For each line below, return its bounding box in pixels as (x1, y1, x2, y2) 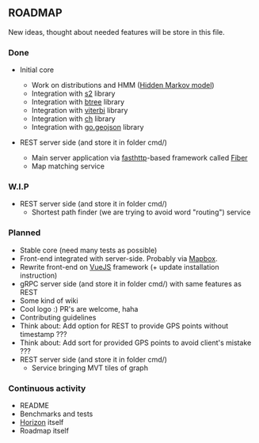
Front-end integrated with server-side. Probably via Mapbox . (19, 253, 218, 263)
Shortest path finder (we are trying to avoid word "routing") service (31, 207, 251, 217)
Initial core (19, 65, 54, 74)
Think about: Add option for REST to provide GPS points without (19, 320, 229, 331)
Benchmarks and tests (19, 409, 93, 418)
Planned (8, 227, 41, 238)
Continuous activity (8, 383, 86, 394)
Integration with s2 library (31, 89, 116, 98)
